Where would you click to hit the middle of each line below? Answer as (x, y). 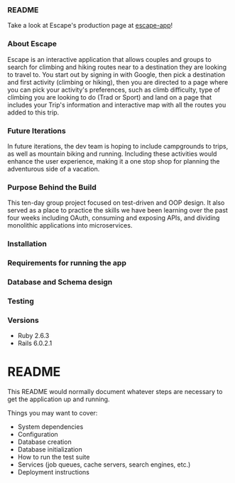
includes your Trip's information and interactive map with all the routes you (117, 105)
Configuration (38, 435)
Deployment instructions (54, 472)
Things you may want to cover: (53, 413)
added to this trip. (33, 112)
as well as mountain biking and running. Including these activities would (112, 154)
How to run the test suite (54, 457)
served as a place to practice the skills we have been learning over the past (118, 211)
